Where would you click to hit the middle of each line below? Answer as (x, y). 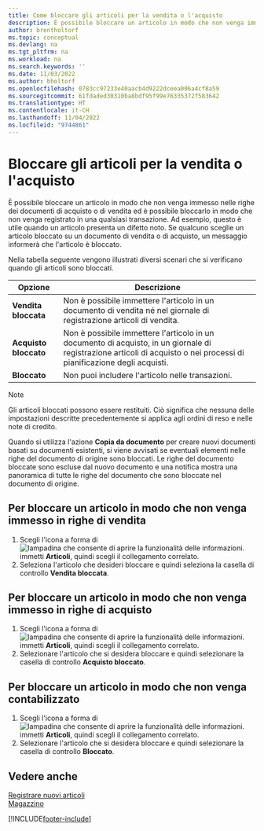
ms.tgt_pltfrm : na (38, 52)
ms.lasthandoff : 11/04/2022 (54, 118)
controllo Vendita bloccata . (64, 573)
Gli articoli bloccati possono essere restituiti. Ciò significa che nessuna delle (131, 410)
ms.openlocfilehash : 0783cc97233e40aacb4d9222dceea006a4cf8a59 (114, 88)
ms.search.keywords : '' (47, 67)
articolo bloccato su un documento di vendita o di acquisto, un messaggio (128, 236)
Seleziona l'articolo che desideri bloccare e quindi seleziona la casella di (137, 564)
